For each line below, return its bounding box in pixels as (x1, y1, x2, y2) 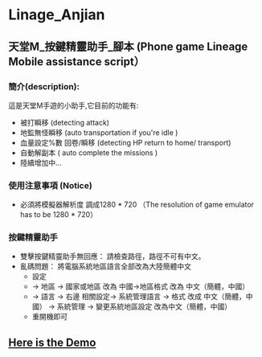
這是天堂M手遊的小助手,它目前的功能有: (8, 101, 139, 110)
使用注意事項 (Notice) (8, 179, 92, 191)
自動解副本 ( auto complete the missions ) (19, 147, 158, 158)
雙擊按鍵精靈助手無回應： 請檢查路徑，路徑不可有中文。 (19, 252, 206, 261)
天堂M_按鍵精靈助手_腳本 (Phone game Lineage (8, 39, 248, 53)
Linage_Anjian (8, 6, 106, 24)
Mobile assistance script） (8, 55, 145, 68)
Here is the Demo (8, 335, 96, 349)
